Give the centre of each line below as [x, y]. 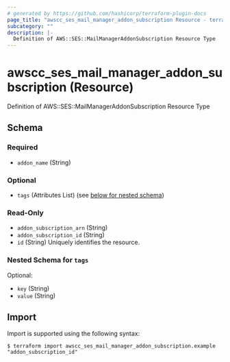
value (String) [36, 295]
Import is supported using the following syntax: [74, 334]
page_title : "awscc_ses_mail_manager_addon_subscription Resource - [107, 20]
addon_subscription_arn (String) [62, 228]
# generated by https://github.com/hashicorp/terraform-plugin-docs [107, 13]
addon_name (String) [44, 162]
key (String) [33, 288]
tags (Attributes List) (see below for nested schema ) [90, 195]
